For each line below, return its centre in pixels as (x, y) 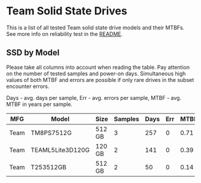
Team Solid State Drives (67, 11)
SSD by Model (33, 53)
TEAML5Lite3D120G (60, 150)
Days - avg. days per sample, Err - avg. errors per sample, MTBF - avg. (94, 97)
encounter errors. (28, 86)
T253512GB (49, 167)
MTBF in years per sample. (39, 104)
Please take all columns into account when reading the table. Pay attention (98, 67)
